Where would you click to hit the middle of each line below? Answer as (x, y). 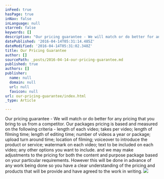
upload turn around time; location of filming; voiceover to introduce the (76, 139)
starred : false (20, 28)
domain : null (23, 82)
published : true (21, 64)
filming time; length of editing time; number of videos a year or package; (78, 134)
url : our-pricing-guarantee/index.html (46, 96)
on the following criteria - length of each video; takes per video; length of (79, 129)
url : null (19, 87)
